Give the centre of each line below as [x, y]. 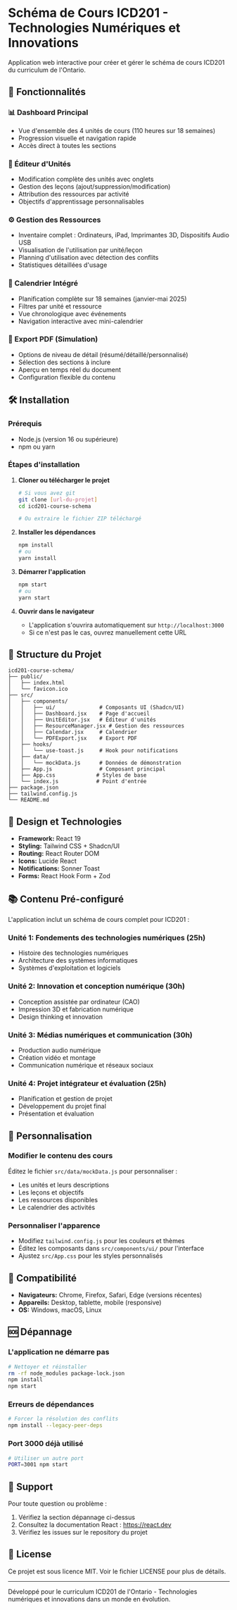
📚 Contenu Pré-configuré [66, 899]
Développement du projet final [62, 1106]
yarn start [34, 598]
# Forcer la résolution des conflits [63, 1419]
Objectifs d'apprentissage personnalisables [81, 201]
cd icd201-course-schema [55, 506]
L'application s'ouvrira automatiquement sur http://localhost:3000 [126, 625]
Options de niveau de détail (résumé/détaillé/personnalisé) [103, 354]
